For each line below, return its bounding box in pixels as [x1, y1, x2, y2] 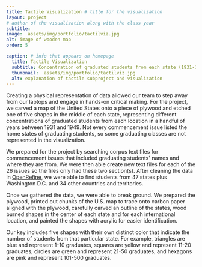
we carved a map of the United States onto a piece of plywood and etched [6, 104, 191, 112]
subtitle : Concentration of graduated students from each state [11, 64, 176, 70]
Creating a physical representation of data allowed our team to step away [6, 92, 188, 99]
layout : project [6, 14, 47, 20]
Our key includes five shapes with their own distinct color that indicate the [6, 229, 190, 236]
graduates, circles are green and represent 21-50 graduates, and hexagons [6, 248, 192, 255]
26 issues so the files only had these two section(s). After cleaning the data [6, 167, 194, 175]
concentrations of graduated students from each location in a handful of [6, 118, 185, 125]
